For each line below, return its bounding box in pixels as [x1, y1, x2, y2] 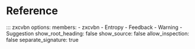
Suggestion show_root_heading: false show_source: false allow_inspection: [6, 30, 190, 37]
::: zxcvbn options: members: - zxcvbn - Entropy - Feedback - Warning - [6, 24, 183, 31]
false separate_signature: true [6, 36, 79, 43]
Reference [6, 4, 58, 18]
